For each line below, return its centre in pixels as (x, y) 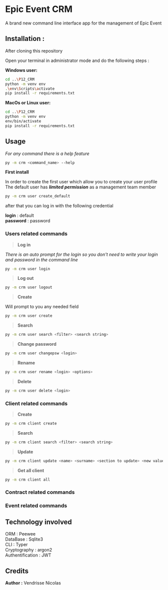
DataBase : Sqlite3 (24, 539)
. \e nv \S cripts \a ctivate (30, 88)
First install (17, 172)
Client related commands (36, 403)
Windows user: (21, 70)
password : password (28, 221)
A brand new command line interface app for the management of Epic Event (83, 23)
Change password (37, 344)
